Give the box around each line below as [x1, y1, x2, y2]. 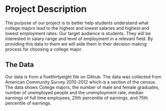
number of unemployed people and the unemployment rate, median [5, 89, 144, 95]
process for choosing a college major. [5, 46, 83, 52]
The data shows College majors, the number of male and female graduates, [5, 84, 160, 90]
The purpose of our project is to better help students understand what [5, 20, 149, 26]
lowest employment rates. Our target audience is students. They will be [5, 30, 151, 36]
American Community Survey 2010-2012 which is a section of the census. [5, 79, 157, 85]
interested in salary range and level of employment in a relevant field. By [5, 36, 153, 42]
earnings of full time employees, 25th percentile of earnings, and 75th [5, 95, 148, 101]
